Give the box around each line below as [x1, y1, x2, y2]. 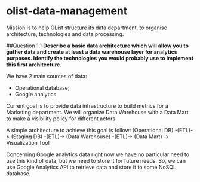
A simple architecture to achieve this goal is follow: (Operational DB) [6, 126, 174, 134]
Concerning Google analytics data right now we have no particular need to [6, 151, 190, 158]
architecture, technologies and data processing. [6, 30, 124, 37]
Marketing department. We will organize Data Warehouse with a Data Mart [6, 108, 189, 116]
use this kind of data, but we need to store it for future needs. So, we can [6, 157, 186, 164]
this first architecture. [6, 61, 62, 68]
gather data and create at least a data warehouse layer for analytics [6, 48, 177, 55]
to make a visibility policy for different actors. [6, 115, 118, 122]
